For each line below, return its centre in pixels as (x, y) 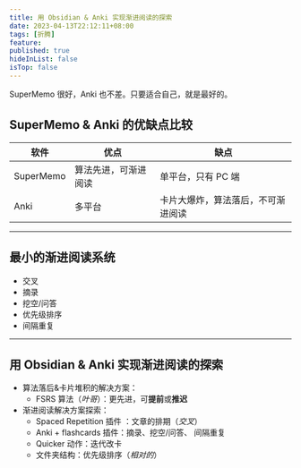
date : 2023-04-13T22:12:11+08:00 (72, 26)
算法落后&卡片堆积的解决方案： (80, 388)
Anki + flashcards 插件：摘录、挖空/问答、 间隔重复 (130, 433)
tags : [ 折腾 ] (32, 34)
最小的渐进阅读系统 (62, 257)
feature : (26, 43)
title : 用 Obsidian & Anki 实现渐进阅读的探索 (91, 17)
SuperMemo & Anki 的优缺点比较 (101, 125)
